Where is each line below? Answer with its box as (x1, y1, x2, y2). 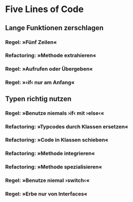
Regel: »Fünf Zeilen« (5, 39, 57, 46)
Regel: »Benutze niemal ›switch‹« (5, 177, 90, 184)
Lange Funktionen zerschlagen (5, 24, 104, 32)
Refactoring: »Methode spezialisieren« (5, 163, 102, 170)
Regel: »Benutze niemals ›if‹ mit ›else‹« (5, 110, 104, 117)
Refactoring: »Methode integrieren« (5, 150, 95, 157)
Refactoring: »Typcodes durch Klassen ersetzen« (5, 123, 128, 130)
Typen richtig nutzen (5, 94, 71, 103)
